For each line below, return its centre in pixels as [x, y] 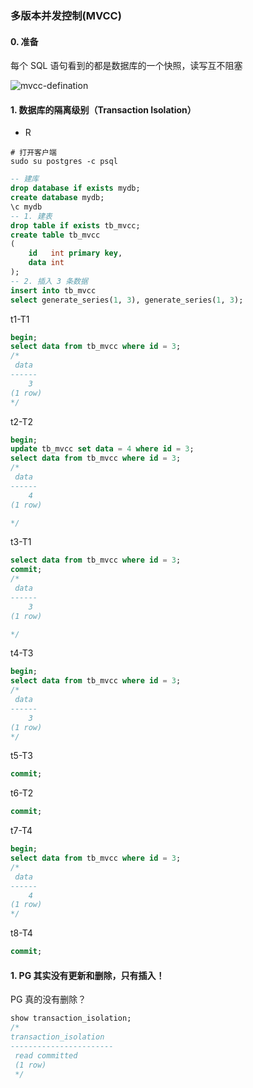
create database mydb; [57, 198]
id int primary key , [75, 253]
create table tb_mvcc [55, 235]
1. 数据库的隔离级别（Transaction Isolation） [103, 109]
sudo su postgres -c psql [64, 162]
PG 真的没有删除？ [48, 999]
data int [46, 263]
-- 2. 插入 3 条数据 [49, 281]
